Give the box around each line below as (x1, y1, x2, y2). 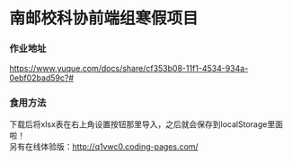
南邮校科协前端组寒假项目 (9, 8, 199, 29)
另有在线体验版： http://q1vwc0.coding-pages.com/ (9, 140, 199, 152)
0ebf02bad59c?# (9, 72, 75, 83)
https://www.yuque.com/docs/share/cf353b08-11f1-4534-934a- (9, 64, 249, 74)
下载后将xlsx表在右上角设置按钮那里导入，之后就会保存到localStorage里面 (9, 118, 283, 130)
